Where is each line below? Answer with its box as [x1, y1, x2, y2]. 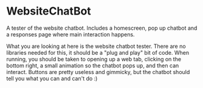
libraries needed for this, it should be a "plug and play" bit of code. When [6, 49, 190, 56]
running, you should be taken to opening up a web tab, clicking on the [6, 55, 181, 63]
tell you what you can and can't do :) [6, 75, 98, 82]
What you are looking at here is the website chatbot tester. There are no [6, 42, 187, 50]
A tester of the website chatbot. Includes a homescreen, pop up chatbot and [6, 24, 198, 32]
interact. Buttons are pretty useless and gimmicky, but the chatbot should [6, 68, 190, 75]
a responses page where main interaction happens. [6, 30, 135, 38]
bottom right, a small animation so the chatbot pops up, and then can [6, 62, 179, 69]
